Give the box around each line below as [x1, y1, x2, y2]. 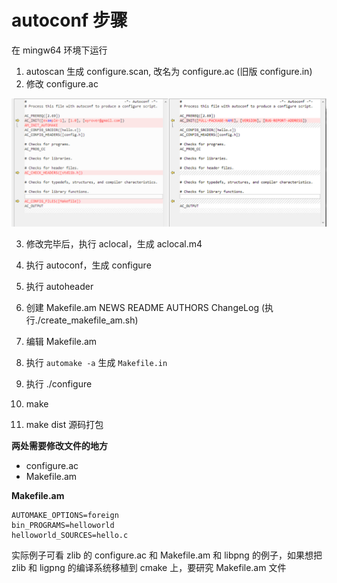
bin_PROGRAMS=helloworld [11, 520, 115, 530]
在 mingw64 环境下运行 [11, 44, 108, 56]
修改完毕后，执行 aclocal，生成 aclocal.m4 [25, 237, 203, 250]
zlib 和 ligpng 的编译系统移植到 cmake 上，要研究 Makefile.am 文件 [11, 561, 287, 573]
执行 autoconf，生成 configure [25, 259, 152, 271]
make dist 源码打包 [25, 418, 104, 430]
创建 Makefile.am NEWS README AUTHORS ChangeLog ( [25, 301, 266, 313]
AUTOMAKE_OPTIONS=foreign [11, 510, 119, 520]
